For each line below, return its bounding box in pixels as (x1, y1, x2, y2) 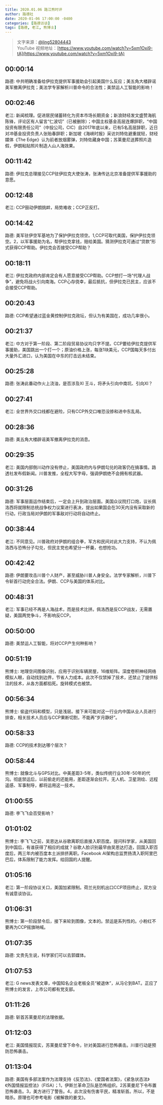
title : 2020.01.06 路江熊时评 (5, 7, 63, 12)
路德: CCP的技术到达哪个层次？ (5, 742, 68, 748)
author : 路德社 (5, 12, 33, 17)
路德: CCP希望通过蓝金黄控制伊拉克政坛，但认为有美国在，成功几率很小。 (5, 312, 153, 319)
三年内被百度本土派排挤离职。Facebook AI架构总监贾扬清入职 (21, 850, 145, 856)
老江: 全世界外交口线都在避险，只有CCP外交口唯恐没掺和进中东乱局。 (5, 409, 144, 414)
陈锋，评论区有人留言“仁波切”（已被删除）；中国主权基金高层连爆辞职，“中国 (5, 118, 158, 124)
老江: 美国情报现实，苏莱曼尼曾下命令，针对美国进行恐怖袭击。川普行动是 (5, 1042, 152, 1048)
